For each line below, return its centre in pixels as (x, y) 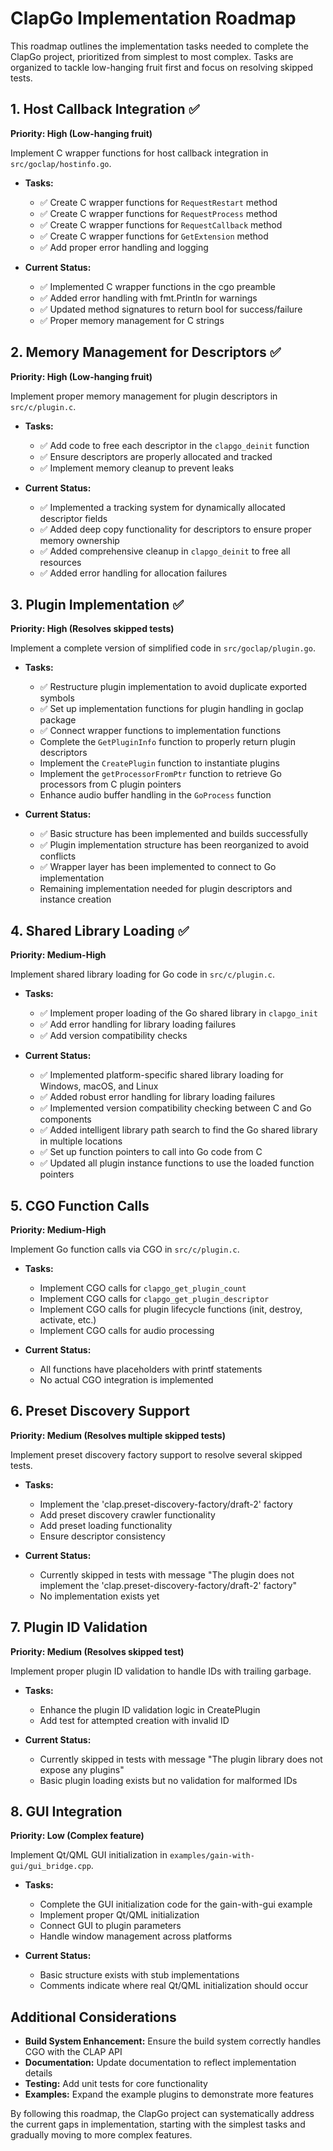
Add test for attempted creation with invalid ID (134, 1720)
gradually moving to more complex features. (101, 2135)
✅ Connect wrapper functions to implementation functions (160, 731)
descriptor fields (73, 518)
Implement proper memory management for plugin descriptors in (144, 396)
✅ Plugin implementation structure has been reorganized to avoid (174, 845)
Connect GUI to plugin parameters (110, 1926)
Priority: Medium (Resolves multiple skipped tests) (118, 1435)
